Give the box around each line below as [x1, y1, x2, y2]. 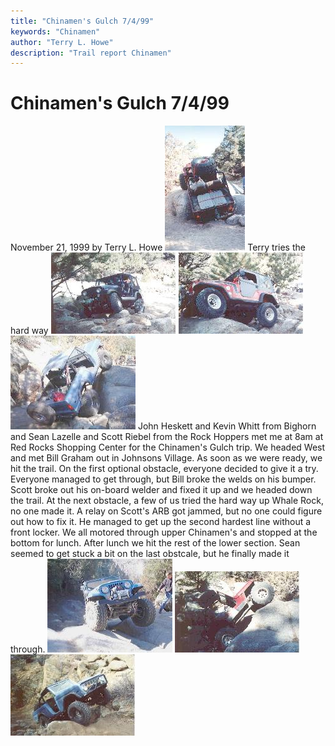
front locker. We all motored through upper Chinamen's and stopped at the [10, 526, 318, 539]
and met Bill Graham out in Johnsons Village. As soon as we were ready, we [10, 452, 323, 464]
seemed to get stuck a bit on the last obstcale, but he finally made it [10, 548, 290, 560]
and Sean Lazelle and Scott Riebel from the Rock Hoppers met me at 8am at [10, 431, 324, 443]
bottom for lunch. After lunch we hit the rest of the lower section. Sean [10, 537, 301, 549]
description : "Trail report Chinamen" [10, 48, 172, 58]
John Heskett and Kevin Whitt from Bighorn [137, 420, 317, 432]
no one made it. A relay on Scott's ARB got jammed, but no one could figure [10, 505, 323, 517]
